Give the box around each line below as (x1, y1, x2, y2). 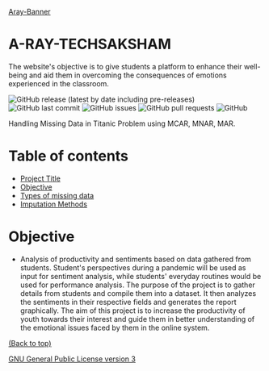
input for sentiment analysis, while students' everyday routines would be (19, 271, 262, 281)
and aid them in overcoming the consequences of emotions (28, 70, 228, 80)
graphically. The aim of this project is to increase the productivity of (19, 306, 246, 315)
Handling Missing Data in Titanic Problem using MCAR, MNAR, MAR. (8, 119, 236, 128)
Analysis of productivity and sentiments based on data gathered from (19, 254, 252, 264)
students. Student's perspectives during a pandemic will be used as (19, 262, 246, 273)
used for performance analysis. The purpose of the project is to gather (19, 280, 256, 290)
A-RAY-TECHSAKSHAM (8, 35, 172, 53)
